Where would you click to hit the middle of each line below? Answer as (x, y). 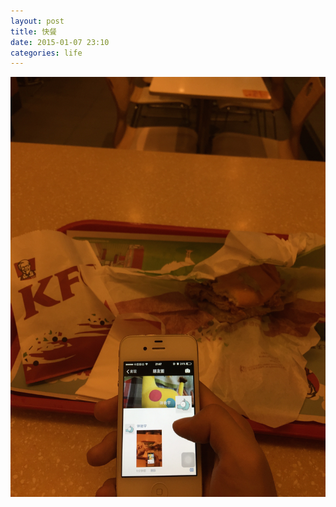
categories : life (46, 53)
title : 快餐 (33, 31)
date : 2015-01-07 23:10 (60, 42)
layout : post (37, 21)
